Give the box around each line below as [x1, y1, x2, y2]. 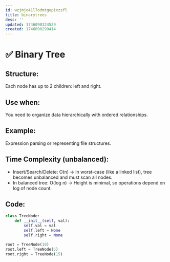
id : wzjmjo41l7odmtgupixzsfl [5, 7, 68, 13]
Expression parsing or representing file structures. [5, 140, 112, 146]
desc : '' [5, 17, 24, 22]
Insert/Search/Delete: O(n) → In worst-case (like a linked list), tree [12, 169, 152, 175]
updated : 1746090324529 [5, 22, 56, 27]
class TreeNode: [5, 214, 40, 219]
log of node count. [12, 185, 52, 191]
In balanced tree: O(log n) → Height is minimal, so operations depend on [12, 179, 165, 185]
